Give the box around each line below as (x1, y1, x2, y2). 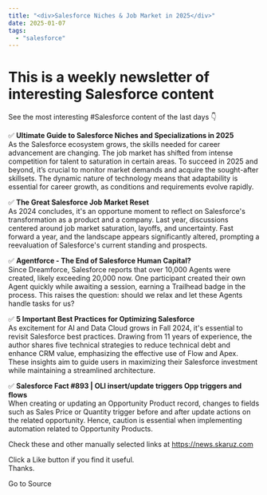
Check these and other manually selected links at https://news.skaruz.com (8, 440, 253, 449)
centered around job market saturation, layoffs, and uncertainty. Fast (8, 224, 234, 233)
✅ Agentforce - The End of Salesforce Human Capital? (8, 256, 191, 266)
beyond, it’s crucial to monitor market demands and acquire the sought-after (8, 165, 259, 175)
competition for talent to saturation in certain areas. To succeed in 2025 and (8, 156, 258, 166)
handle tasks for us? (8, 299, 75, 308)
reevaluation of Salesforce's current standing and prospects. (8, 240, 208, 250)
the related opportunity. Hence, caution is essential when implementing (8, 416, 243, 426)
